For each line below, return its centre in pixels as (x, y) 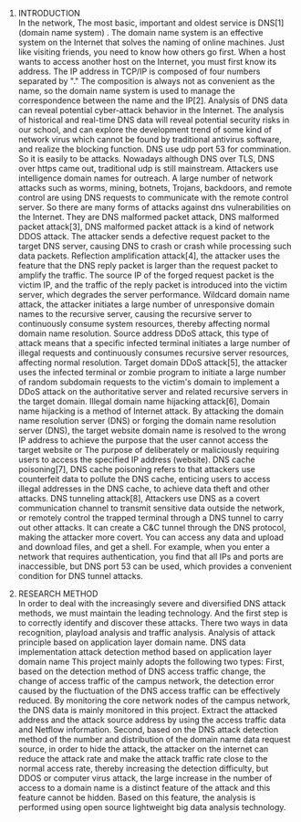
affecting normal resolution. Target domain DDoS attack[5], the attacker (153, 363)
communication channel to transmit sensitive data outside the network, (151, 508)
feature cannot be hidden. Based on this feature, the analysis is (137, 797)
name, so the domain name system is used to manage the (126, 91)
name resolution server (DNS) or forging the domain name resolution (147, 421)
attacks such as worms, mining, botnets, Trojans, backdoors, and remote (155, 188)
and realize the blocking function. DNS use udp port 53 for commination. (155, 149)
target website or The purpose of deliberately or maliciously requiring (149, 450)
